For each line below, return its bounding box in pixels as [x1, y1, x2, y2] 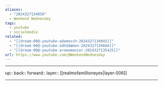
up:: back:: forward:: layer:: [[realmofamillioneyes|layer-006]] [5, 70, 127, 76]
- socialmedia [9, 30, 38, 34]
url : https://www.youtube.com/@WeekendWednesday [5, 52, 105, 57]
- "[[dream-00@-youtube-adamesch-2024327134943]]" [9, 39, 114, 44]
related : [5, 34, 23, 39]
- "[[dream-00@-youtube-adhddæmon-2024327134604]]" [9, 43, 116, 48]
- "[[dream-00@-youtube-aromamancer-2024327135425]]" [9, 48, 120, 52]
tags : [5, 20, 16, 26]
